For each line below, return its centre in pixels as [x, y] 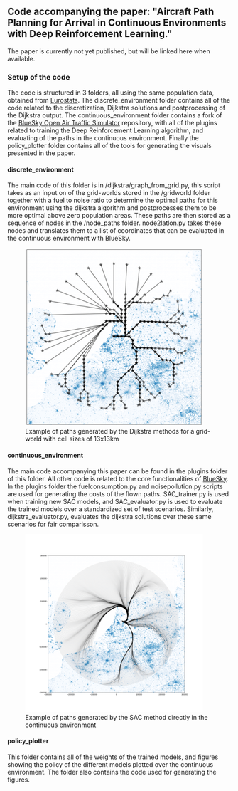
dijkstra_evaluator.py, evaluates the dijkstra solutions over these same [109, 516]
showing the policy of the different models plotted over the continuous [110, 764]
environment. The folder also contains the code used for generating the [112, 772]
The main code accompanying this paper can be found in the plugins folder [118, 471]
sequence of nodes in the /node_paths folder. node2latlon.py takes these [114, 223]
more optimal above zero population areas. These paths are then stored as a [119, 216]
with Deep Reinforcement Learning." [90, 34]
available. [21, 58]
